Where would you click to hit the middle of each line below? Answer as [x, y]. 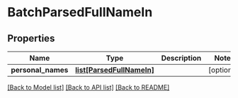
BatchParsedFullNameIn [80, 12]
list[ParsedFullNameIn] [115, 70]
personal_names [40, 70]
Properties [31, 38]
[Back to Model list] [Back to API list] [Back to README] [89, 87]
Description [181, 58]
